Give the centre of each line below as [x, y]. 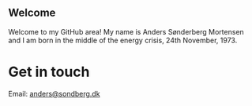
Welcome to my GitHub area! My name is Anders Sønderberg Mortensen [126, 31]
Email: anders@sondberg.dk [54, 93]
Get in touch [49, 72]
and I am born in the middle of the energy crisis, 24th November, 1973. [123, 40]
